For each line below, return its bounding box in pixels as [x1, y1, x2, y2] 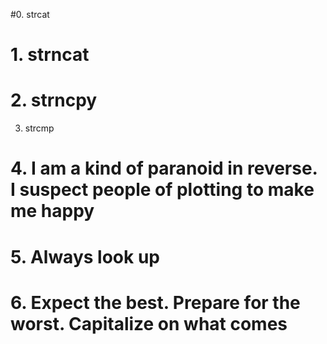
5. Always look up [10, 245, 160, 268]
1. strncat [10, 44, 90, 66]
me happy [10, 200, 95, 223]
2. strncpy [10, 89, 98, 112]
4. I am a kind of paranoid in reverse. [10, 157, 318, 180]
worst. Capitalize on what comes [10, 312, 288, 335]
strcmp [24, 122, 55, 134]
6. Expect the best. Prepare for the [10, 291, 301, 314]
